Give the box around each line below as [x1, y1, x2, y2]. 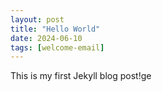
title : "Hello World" [10, 24, 101, 34]
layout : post [10, 14, 65, 25]
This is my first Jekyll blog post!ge [10, 70, 152, 82]
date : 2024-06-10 [10, 33, 83, 43]
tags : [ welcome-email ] [10, 42, 105, 53]
